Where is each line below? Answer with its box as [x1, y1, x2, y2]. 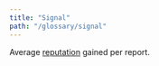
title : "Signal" [9, 13, 70, 23]
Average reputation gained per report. [9, 46, 151, 57]
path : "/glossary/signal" [9, 22, 107, 31]
